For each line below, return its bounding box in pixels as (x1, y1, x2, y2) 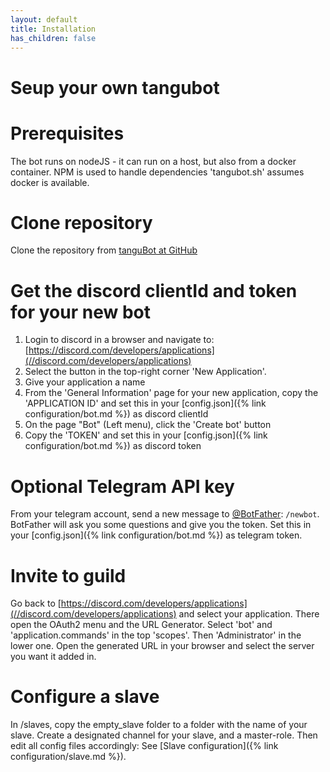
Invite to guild (10, 564, 127, 587)
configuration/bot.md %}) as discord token (24, 440, 202, 452)
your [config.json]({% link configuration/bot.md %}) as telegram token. (10, 529, 303, 541)
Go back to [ (10, 597, 62, 610)
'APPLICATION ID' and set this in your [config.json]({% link (24, 397, 267, 410)
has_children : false (10, 33, 97, 43)
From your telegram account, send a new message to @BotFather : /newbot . (10, 508, 320, 520)
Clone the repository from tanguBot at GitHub (10, 244, 198, 256)
